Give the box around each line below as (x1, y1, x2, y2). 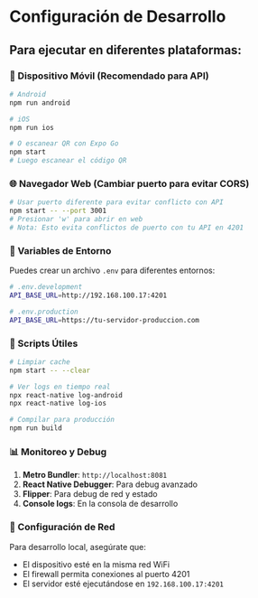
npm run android (9, 98, 70, 107)
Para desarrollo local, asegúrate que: (9, 541, 147, 552)
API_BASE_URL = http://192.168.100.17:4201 (9, 291, 168, 300)
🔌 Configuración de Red (9, 521, 115, 534)
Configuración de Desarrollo (9, 6, 226, 27)
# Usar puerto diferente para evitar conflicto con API (9, 198, 224, 207)
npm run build (9, 424, 63, 433)
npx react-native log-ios (9, 399, 106, 408)
